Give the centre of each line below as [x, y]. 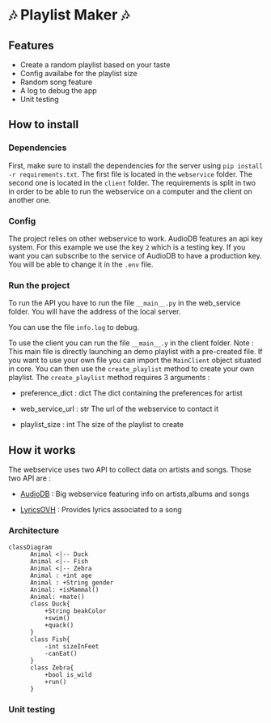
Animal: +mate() [57, 597]
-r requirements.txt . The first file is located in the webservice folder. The [131, 174]
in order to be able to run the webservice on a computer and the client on [130, 191]
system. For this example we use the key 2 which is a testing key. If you [127, 247]
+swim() [57, 618]
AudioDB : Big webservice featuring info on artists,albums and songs [135, 494]
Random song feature [56, 82]
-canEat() [61, 654]
